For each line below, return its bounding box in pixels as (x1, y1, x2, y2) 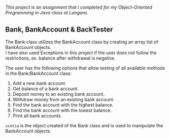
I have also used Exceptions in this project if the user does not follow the (5, 49, 157, 55)
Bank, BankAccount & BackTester (5, 25, 113, 34)
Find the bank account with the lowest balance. (12, 107, 112, 113)
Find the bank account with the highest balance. (12, 102, 114, 108)
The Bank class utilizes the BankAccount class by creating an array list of (5, 39, 158, 45)
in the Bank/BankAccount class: (5, 70, 72, 76)
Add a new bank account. (12, 80, 66, 86)
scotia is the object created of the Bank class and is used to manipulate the (5, 122, 163, 128)
